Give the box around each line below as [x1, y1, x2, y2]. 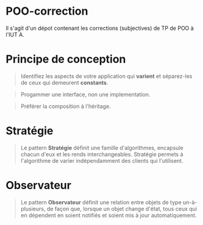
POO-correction [5, 4, 88, 18]
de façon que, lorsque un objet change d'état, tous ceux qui [46, 205, 198, 212]
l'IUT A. [5, 30, 25, 38]
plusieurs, [20, 205, 46, 212]
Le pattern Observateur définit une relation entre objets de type [20, 198, 182, 205]
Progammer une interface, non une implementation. [20, 90, 151, 98]
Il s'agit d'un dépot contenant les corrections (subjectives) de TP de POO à [5, 24, 194, 32]
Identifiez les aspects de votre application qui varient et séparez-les [20, 72, 193, 80]
